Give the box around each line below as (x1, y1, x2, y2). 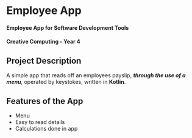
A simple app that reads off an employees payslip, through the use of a (6, 72, 186, 79)
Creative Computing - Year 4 (6, 38, 80, 46)
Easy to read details (15, 119, 65, 125)
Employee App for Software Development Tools (6, 24, 129, 31)
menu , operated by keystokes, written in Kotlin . (6, 78, 126, 86)
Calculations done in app (15, 125, 78, 132)
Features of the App (6, 95, 84, 106)
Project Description (6, 55, 82, 66)
